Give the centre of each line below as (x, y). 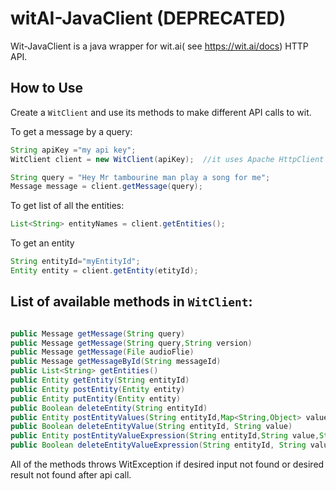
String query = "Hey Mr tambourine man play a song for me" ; (140, 177)
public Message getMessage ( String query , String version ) (131, 343)
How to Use (47, 88)
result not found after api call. (71, 475)
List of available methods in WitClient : (131, 302)
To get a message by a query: (71, 131)
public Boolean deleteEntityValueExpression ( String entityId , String (158, 445)
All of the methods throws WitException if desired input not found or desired (167, 464)
